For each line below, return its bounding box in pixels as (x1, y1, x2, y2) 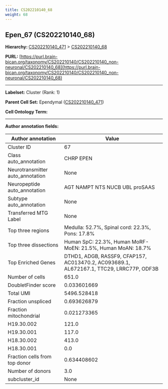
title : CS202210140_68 (5, 7, 52, 13)
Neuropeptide (7, 181, 40, 188)
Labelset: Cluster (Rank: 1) (5, 89, 60, 95)
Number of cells (7, 274, 45, 281)
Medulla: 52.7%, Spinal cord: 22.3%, (64, 224, 151, 231)
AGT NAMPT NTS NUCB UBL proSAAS (64, 184, 155, 191)
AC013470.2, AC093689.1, (64, 259, 130, 266)
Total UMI (7, 290, 30, 297)
